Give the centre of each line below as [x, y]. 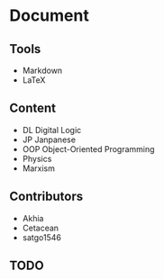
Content [33, 108]
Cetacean [41, 228]
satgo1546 [41, 237]
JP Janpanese [49, 139]
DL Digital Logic [52, 130]
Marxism [39, 168]
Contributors [46, 197]
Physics [37, 158]
